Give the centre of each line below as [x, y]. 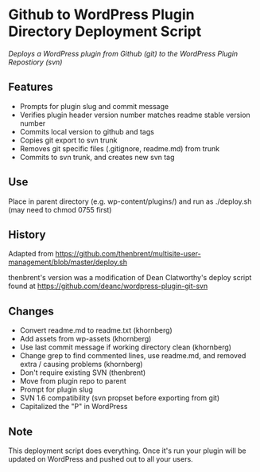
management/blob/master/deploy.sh [68, 262]
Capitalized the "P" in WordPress [74, 407]
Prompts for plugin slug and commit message [94, 106]
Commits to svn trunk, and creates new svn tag [97, 157]
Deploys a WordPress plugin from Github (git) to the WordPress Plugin [123, 53]
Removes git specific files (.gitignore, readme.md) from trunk [120, 148]
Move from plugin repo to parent [73, 381]
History [27, 234]
